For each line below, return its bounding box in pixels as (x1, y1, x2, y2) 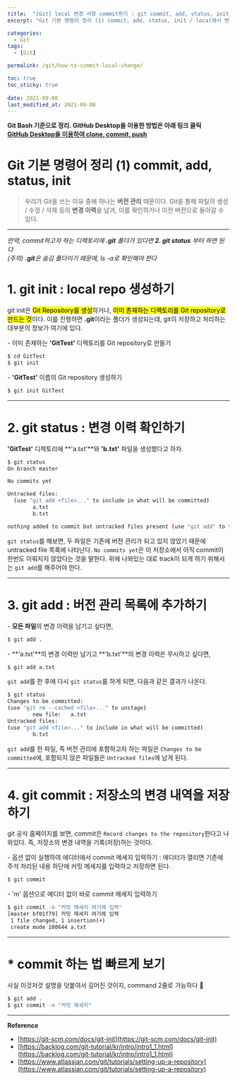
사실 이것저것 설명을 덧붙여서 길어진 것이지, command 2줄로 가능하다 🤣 (7, 980, 204, 989)
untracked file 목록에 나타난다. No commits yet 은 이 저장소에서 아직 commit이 (7, 545, 224, 554)
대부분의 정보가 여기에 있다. (7, 324, 83, 332)
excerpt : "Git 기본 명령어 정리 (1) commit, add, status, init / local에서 (7, 17, 222, 24)
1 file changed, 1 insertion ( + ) (10, 917, 106, 925)
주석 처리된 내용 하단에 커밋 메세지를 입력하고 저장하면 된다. (7, 862, 171, 870)
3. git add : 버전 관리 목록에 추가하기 (7, 597, 207, 613)
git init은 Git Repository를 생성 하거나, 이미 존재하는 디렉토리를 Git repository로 (7, 306, 226, 315)
